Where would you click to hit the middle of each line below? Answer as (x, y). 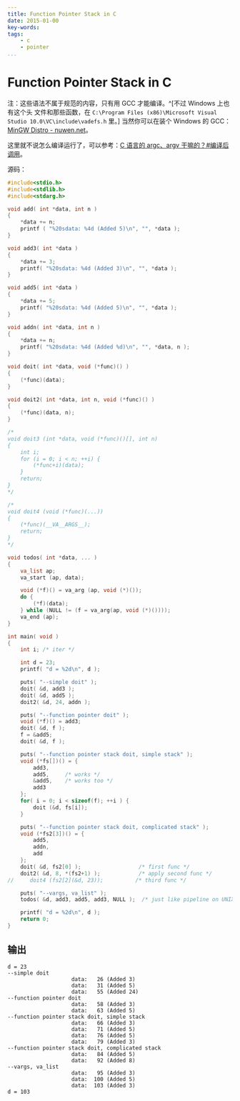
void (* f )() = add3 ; (51, 722)
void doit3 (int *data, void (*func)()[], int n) (83, 439)
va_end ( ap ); (40, 617)
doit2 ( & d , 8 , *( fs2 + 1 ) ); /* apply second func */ (116, 873)
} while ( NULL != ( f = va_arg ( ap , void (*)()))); (96, 610)
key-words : (24, 27)
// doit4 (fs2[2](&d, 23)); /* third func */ (97, 880)
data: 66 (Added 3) (103, 1023)
